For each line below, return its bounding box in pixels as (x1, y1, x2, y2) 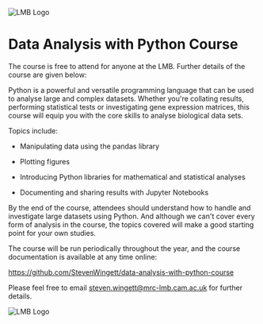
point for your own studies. (8, 228, 97, 237)
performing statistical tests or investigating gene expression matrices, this (8, 102, 250, 111)
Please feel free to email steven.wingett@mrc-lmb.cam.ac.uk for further (8, 283, 243, 292)
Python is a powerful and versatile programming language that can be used (8, 85, 254, 94)
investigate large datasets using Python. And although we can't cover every (8, 211, 255, 221)
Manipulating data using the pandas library (19, 141, 160, 151)
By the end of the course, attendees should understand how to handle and (8, 202, 251, 212)
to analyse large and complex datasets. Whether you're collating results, (8, 94, 244, 103)
